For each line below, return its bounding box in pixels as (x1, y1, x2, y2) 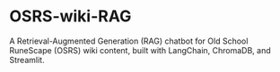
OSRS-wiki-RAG (9, 6, 132, 27)
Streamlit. (9, 54, 45, 65)
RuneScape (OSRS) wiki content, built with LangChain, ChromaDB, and (9, 44, 271, 55)
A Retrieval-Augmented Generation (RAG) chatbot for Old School (9, 36, 249, 46)
